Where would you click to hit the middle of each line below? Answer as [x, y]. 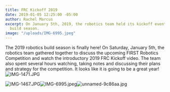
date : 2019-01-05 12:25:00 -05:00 [42, 15]
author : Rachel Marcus [29, 19]
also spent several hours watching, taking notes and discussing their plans [83, 64]
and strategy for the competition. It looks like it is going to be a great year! [82, 69]
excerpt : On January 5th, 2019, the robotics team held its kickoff [79, 24]
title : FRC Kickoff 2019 [31, 10]
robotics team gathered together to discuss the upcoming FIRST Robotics [82, 53]
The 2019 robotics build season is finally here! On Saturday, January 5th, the [85, 48]
